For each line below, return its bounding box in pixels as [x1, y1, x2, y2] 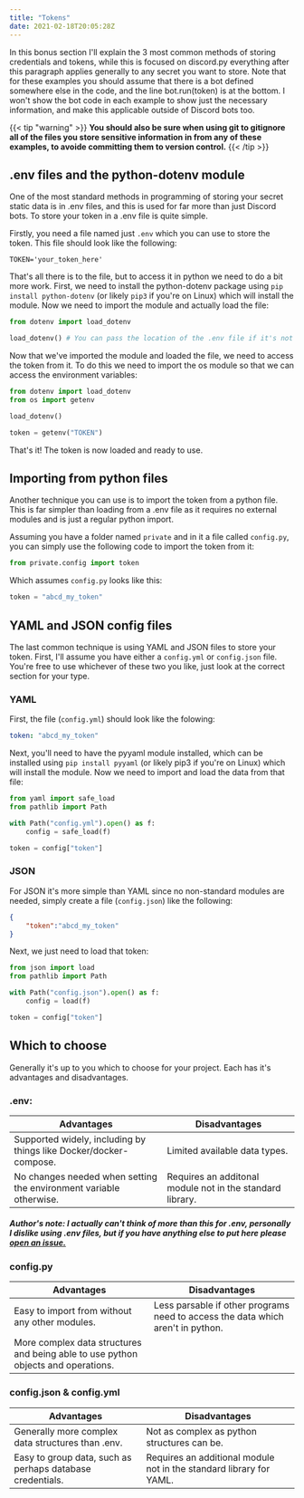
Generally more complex [14, 1425, 119, 1437]
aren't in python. [153, 1321, 223, 1334]
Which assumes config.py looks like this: [9, 575, 163, 586]
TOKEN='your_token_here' [9, 255, 103, 264]
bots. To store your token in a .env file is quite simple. [9, 210, 208, 222]
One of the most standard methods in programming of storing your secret [9, 191, 284, 202]
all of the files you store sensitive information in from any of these [9, 131, 262, 142]
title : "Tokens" [9, 13, 71, 23]
